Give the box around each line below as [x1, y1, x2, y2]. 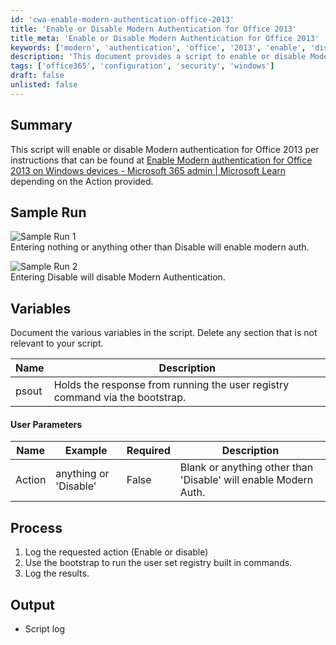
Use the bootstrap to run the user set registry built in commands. [24, 557, 293, 569]
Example [64, 444, 108, 458]
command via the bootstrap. [53, 391, 187, 405]
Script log [24, 623, 66, 635]
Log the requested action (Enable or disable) [24, 546, 209, 558]
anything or [55, 467, 110, 481]
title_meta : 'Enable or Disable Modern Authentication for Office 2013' [10, 33, 320, 43]
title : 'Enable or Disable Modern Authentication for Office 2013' [10, 24, 298, 34]
